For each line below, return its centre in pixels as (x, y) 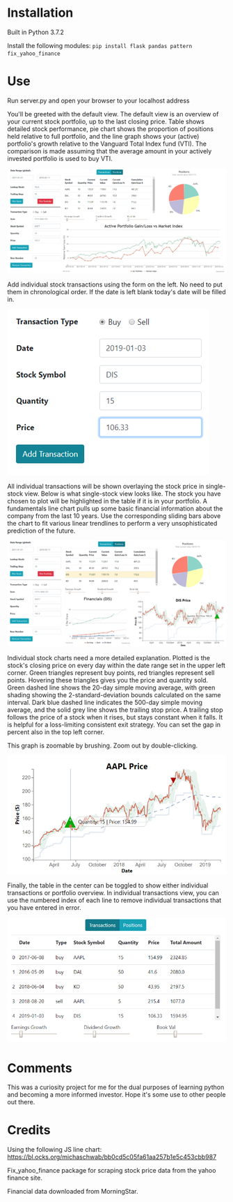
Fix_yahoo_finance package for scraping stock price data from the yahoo (112, 1171)
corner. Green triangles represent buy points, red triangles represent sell (111, 673)
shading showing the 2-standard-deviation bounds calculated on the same (114, 695)
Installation (40, 13)
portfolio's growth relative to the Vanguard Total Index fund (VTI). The (107, 144)
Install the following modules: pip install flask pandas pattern (100, 45)
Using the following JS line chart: (55, 1150)
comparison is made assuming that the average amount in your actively (110, 151)
